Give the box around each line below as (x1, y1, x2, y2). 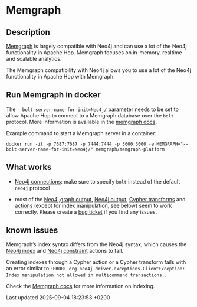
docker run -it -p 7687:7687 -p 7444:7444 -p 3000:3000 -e (6, 141, 155, 147)
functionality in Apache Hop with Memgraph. (6, 73, 115, 80)
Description (6, 27, 50, 37)
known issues (6, 226, 58, 236)
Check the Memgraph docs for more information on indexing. (6, 283, 155, 290)
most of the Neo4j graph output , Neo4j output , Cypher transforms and (14, 195, 186, 203)
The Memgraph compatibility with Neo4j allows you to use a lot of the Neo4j (6, 67, 192, 74)
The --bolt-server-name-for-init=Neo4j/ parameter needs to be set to (6, 106, 179, 113)
